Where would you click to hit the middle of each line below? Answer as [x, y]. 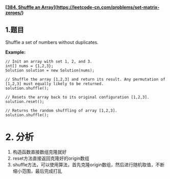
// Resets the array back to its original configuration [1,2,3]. [77, 97]
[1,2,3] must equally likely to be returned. [54, 84]
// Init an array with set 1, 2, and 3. [49, 62]
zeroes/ [14, 12]
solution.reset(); [25, 102]
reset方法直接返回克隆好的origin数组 [51, 159]
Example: [16, 52]
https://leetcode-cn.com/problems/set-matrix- [108, 7]
